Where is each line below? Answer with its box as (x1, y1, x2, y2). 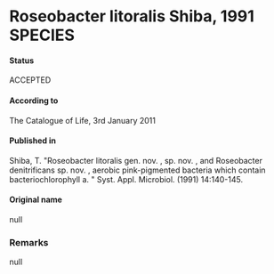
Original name (9, 194, 62, 205)
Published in (9, 135, 56, 146)
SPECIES (9, 25, 76, 45)
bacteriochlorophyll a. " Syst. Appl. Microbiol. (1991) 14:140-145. (9, 173, 243, 184)
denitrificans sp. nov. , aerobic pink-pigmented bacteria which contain (9, 165, 266, 175)
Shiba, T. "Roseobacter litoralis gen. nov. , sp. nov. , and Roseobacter (9, 155, 262, 165)
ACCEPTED (9, 75, 52, 85)
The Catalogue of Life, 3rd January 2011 (9, 115, 156, 125)
